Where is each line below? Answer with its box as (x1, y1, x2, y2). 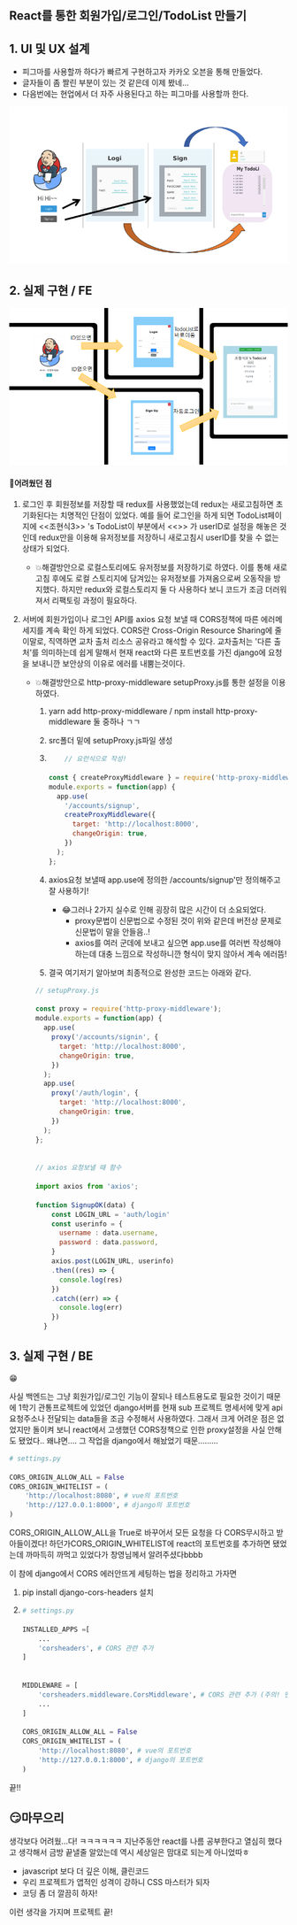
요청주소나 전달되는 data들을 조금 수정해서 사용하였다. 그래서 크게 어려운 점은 (9, 1413, 276, 1423)
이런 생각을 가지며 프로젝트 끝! (9, 1906, 113, 1917)
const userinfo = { (51, 1220, 124, 1228)
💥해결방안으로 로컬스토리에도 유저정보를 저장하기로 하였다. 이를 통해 (34, 562, 271, 573)
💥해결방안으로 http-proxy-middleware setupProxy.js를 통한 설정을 (34, 677, 270, 688)
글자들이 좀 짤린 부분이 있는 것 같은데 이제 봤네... (21, 78, 189, 89)
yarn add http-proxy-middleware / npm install (48, 706, 215, 717)
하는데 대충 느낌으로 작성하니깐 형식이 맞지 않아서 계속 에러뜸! (74, 948, 287, 959)
